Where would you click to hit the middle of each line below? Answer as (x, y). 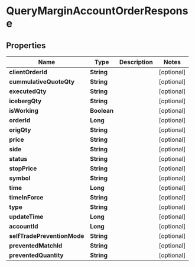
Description (136, 62)
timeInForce (26, 197)
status (18, 159)
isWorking (24, 111)
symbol (20, 178)
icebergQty (25, 101)
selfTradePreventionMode (47, 236)
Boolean (102, 111)
